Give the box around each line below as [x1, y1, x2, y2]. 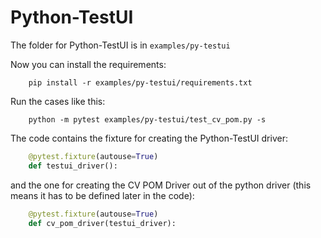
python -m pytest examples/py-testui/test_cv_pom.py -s [28, 114, 267, 125]
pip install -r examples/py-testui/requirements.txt [28, 77, 253, 88]
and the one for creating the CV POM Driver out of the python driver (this [10, 179, 312, 191]
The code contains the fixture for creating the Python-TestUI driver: [10, 132, 288, 144]
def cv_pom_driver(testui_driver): [28, 218, 177, 228]
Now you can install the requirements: [10, 58, 167, 70]
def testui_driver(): [28, 161, 118, 171]
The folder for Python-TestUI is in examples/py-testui [10, 39, 231, 51]
